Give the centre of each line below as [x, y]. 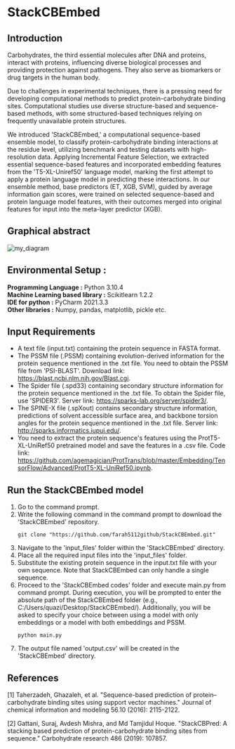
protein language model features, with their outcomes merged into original [115, 202]
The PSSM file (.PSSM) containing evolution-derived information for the [121, 356]
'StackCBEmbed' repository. [58, 522]
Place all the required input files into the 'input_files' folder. [102, 555]
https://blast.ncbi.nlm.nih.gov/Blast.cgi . [74, 378]
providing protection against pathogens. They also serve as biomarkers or [114, 70]
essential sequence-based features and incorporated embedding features [114, 164]
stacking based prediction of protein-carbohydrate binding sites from [107, 731]
